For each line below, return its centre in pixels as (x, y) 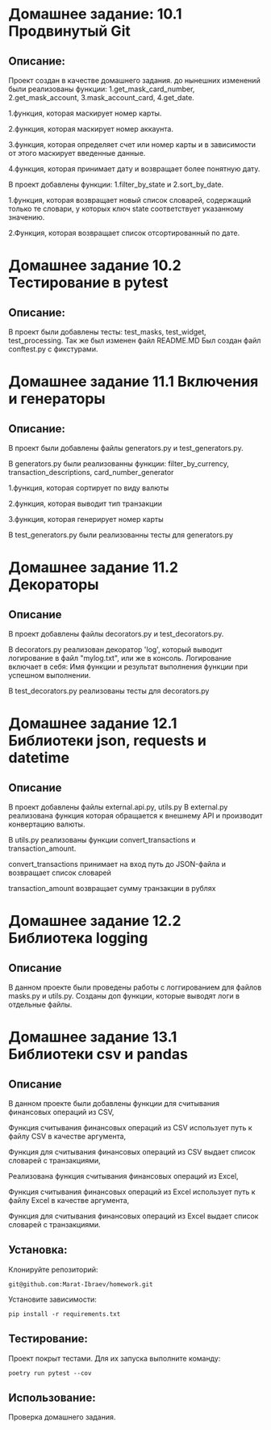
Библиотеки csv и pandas (98, 1054)
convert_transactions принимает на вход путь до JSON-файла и (117, 864)
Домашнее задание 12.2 (95, 921)
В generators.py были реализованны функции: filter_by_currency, (119, 464)
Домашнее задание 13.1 (93, 1037)
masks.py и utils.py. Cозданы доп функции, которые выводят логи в (124, 996)
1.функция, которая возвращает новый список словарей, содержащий (130, 200)
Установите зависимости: (52, 1299)
